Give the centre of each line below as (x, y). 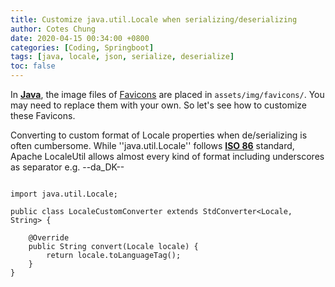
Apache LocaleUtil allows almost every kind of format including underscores (167, 156)
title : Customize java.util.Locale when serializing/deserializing (154, 19)
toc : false (33, 66)
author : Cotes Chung (53, 29)
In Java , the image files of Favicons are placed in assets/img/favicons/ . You (167, 94)
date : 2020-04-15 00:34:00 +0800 (80, 38)
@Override (49, 238)
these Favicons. (43, 115)
